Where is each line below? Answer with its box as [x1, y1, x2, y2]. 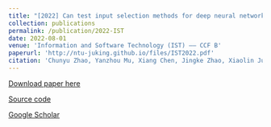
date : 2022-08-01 [8, 34, 67, 43]
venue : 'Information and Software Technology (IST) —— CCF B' [8, 42, 222, 50]
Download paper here [8, 78, 81, 88]
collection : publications [8, 19, 95, 27]
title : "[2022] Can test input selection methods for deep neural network [8, 11, 265, 20]
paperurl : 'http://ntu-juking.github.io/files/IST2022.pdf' [8, 49, 215, 57]
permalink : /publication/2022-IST [8, 27, 125, 35]
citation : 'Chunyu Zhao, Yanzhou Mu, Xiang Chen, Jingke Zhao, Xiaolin [8, 57, 254, 65]
